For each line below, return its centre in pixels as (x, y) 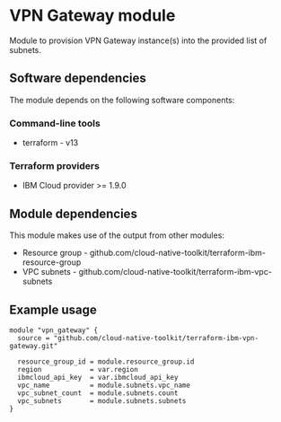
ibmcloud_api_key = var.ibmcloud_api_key (98, 377)
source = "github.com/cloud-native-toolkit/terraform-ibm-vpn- (138, 338)
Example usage (53, 309)
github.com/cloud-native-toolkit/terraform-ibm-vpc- (175, 272)
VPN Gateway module (92, 16)
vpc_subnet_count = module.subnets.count (98, 393)
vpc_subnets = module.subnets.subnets (102, 400)
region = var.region (78, 369)
